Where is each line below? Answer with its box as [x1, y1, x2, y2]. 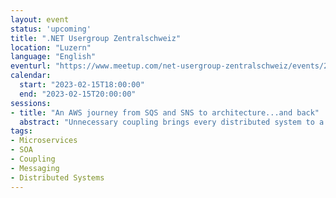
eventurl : [10, 61, 52, 71]
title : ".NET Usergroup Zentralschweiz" [10, 33, 182, 43]
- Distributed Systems [10, 172, 105, 183]
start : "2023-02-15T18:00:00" [19, 80, 145, 90]
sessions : [10, 98, 52, 108]
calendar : [10, 71, 52, 81]
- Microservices [10, 136, 78, 146]
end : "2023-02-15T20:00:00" [19, 89, 137, 99]
